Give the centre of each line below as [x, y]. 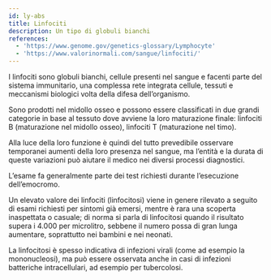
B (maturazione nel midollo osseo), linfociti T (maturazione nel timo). [123, 127]
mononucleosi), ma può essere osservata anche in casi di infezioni [120, 259]
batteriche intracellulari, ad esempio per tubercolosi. [96, 267]
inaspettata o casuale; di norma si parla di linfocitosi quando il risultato [126, 217]
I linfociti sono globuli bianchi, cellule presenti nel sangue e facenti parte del [135, 77]
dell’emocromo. [34, 184]
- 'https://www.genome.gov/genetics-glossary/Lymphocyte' [116, 46]
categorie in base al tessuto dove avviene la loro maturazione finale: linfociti [135, 118]
